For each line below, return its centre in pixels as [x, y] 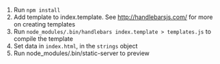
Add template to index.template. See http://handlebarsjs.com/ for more [113, 17]
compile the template [43, 39]
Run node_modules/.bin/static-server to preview [82, 53]
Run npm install [37, 10]
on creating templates [44, 24]
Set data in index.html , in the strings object [75, 46]
